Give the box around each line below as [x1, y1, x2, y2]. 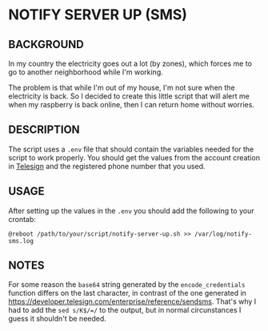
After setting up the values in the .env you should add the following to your [8, 206, 254, 216]
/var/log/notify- [194, 230, 252, 238]
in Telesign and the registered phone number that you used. [8, 161, 206, 171]
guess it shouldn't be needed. [8, 314, 106, 324]
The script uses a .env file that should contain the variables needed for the [8, 144, 254, 154]
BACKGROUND [8, 38, 84, 51]
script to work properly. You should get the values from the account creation [8, 152, 260, 162]
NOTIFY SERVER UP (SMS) [8, 6, 188, 24]
